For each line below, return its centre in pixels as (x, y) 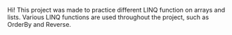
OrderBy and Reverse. (39, 24)
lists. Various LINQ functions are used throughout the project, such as (108, 17)
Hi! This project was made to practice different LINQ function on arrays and (116, 10)
